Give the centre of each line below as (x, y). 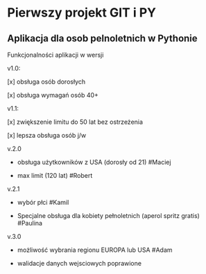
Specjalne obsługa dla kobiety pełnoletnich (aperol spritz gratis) (108, 216)
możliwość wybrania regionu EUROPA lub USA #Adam (95, 250)
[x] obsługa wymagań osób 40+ (53, 95)
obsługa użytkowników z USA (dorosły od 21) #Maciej (94, 162)
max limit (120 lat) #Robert (55, 175)
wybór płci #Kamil (43, 202)
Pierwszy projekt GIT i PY (82, 13)
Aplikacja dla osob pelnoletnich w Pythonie (102, 38)
